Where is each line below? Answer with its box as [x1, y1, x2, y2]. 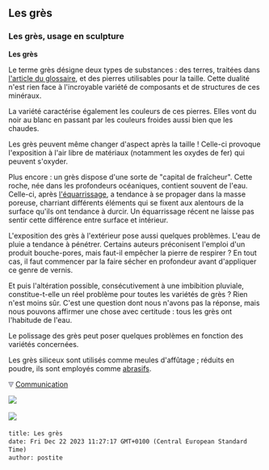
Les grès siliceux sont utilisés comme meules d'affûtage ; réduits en [8, 355, 234, 365]
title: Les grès [8, 429, 63, 438]
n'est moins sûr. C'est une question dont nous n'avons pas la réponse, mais [8, 298, 260, 307]
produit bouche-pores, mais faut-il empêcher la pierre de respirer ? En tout [8, 248, 257, 257]
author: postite [8, 453, 63, 462]
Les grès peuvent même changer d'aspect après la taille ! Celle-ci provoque [8, 139, 261, 149]
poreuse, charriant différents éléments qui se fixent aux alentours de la [8, 197, 244, 207]
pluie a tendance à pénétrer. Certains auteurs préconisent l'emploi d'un [8, 239, 246, 249]
